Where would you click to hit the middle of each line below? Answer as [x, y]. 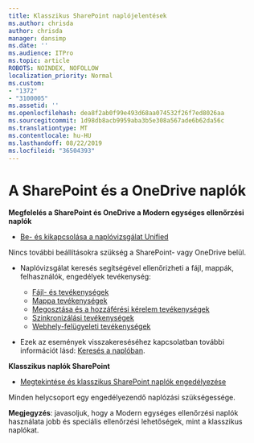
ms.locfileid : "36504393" [51, 151]
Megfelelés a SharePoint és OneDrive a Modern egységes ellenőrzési [126, 213]
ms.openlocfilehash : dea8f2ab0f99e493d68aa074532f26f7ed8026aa [117, 114]
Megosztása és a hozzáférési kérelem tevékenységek [121, 309]
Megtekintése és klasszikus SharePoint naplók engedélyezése [123, 382]
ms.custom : [27, 83]
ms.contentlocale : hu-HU [50, 135]
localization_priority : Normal [61, 76]
